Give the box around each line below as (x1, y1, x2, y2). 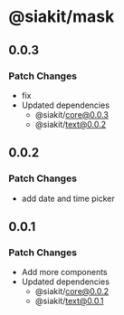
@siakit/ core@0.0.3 (34, 109, 110, 119)
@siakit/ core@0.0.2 (34, 286, 110, 297)
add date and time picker (21, 193, 115, 204)
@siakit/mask (8, 6, 115, 27)
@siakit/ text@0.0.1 (34, 296, 104, 307)
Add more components (21, 267, 108, 278)
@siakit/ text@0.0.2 (34, 119, 106, 129)
